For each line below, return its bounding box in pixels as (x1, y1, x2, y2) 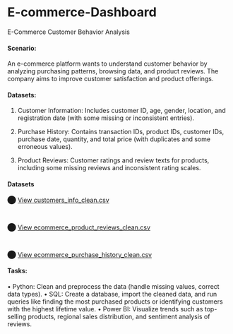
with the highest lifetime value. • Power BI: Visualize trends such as (7, 304, 203, 313)
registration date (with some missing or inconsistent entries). (17, 114, 195, 122)
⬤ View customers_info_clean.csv (7, 196, 109, 204)
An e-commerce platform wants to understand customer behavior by (7, 59, 208, 68)
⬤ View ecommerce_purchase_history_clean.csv (7, 250, 153, 258)
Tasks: (7, 266, 28, 275)
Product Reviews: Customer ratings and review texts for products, (17, 156, 210, 165)
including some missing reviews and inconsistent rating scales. (17, 164, 201, 172)
